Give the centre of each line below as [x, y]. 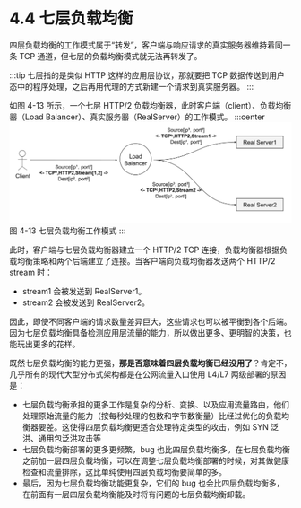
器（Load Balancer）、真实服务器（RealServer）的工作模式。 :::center [138, 117]
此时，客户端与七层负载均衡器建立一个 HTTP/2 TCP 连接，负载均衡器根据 [145, 250]
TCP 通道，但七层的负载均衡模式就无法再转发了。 [111, 56]
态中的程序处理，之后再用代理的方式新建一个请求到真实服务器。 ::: [132, 86]
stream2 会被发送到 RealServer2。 [86, 302]
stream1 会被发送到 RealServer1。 [84, 291]
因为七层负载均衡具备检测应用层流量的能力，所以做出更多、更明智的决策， [146, 332]
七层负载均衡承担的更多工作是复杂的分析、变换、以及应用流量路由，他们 [155, 404]
